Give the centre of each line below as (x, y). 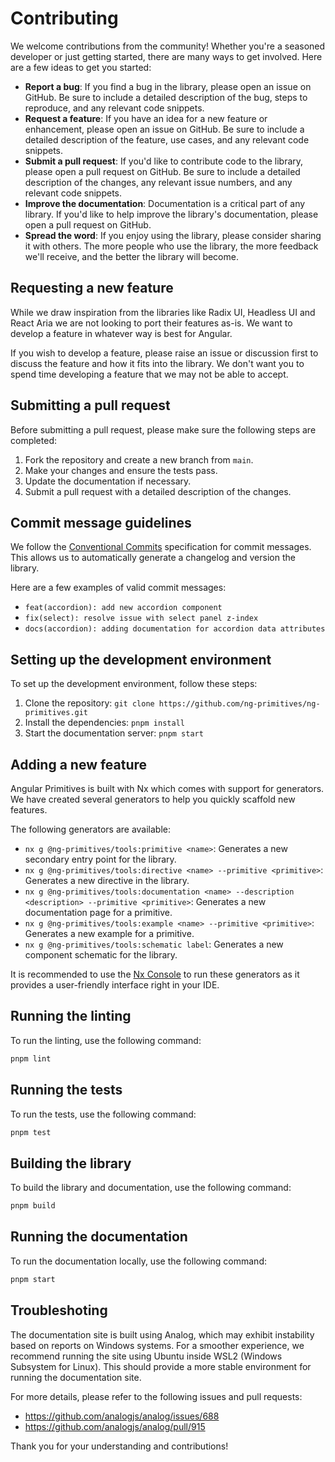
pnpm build (33, 1206)
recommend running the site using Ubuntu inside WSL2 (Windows (146, 1356)
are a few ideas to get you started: (81, 67)
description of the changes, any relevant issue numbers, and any (158, 182)
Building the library (71, 1163)
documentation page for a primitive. (98, 912)
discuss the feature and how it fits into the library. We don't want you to (157, 363)
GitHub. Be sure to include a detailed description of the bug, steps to (166, 97)
